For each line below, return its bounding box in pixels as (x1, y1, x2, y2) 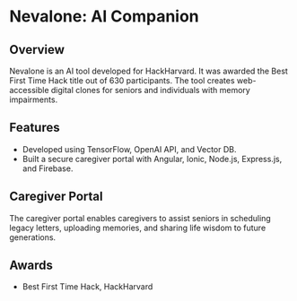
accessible (9, 85, 49, 95)
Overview (9, 42, 66, 57)
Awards (9, 258, 54, 273)
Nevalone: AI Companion (9, 6, 199, 27)
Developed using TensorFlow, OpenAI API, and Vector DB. (22, 143, 237, 154)
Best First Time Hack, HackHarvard (22, 281, 153, 292)
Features (9, 120, 60, 135)
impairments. (9, 94, 58, 105)
